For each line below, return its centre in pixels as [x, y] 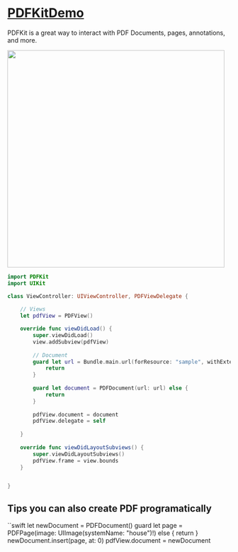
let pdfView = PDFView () [57, 316]
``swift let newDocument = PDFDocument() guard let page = [95, 526]
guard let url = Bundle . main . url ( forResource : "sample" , [119, 362]
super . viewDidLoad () [63, 336]
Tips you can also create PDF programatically [110, 508]
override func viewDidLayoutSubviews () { [82, 447]
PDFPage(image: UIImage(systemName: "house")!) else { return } [103, 533]
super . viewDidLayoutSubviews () [79, 454]
